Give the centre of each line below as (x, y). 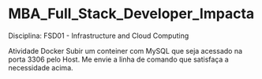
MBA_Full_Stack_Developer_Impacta (131, 14)
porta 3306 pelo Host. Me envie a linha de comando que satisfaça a (118, 59)
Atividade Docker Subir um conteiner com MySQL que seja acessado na (125, 51)
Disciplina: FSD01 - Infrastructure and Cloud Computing (99, 36)
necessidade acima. (41, 67)
